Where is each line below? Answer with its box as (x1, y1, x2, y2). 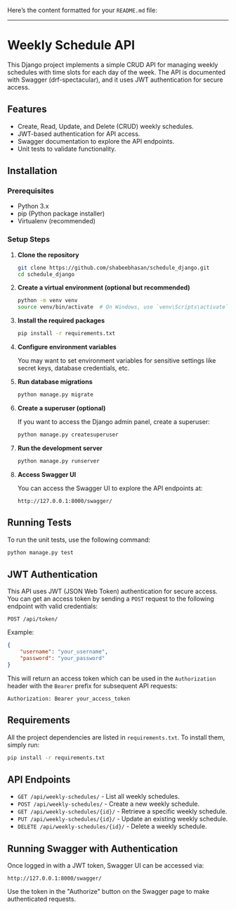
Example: (7, 628, 34, 637)
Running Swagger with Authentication (7, 842, 178, 854)
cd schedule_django (17, 270, 75, 278)
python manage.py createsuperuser (17, 431, 119, 438)
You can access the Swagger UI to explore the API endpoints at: (17, 484, 203, 492)
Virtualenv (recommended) (17, 217, 96, 225)
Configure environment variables (17, 343, 117, 351)
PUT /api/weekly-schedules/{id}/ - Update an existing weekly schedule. (17, 815, 228, 823)
